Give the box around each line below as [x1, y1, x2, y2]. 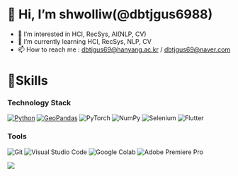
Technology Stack [7, 98, 72, 108]
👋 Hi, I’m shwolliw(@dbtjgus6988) [7, 6, 213, 23]
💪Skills [7, 73, 48, 89]
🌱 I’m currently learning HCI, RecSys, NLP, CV [17, 37, 152, 45]
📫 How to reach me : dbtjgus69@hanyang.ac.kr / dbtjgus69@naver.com [17, 45, 231, 54]
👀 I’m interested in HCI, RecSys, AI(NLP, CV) [17, 30, 147, 38]
